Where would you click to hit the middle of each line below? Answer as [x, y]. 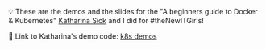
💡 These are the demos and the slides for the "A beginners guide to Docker [133, 12]
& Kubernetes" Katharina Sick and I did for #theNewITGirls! [106, 20]
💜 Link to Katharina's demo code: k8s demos [83, 36]
